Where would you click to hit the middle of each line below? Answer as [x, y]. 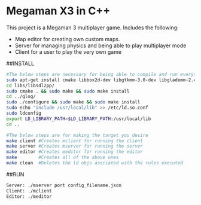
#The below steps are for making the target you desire [77, 135]
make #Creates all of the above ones [63, 157]
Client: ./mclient [29, 191]
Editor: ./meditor [29, 196]
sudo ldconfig [24, 114]
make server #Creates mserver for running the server [75, 146]
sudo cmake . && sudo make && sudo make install [68, 91]
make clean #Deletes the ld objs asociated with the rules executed [95, 163]
